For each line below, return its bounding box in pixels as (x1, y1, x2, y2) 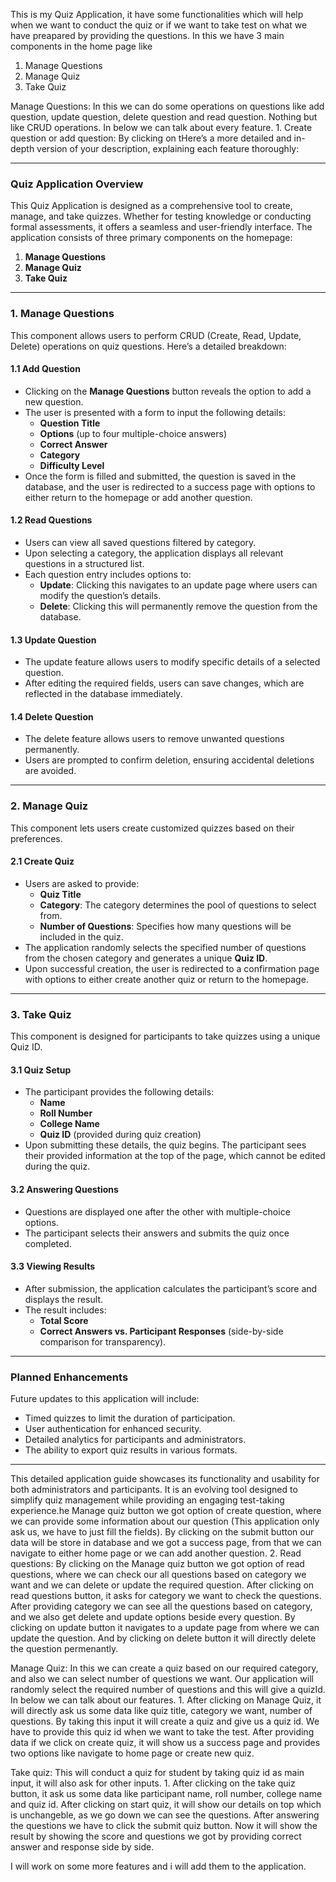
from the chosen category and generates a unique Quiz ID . (24, 952, 268, 964)
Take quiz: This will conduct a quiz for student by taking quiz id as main (10, 1767, 305, 1779)
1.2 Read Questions (10, 514, 93, 526)
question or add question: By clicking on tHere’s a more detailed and (10, 132, 292, 144)
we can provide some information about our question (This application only (10, 1515, 320, 1528)
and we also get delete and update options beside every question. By (10, 1611, 296, 1623)
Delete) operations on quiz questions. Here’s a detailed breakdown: (10, 340, 287, 352)
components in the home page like (10, 40, 153, 52)
